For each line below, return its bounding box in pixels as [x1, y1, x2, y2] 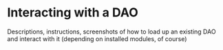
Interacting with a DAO [7, 5, 139, 21]
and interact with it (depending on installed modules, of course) [7, 34, 187, 42]
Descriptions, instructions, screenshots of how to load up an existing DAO [7, 27, 216, 36]
